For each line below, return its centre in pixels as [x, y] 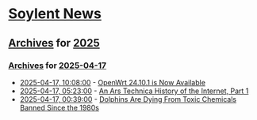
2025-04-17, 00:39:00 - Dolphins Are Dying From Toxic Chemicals [128, 99]
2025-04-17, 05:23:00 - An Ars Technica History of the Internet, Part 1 [134, 91]
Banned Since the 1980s [59, 107]
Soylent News [55, 14]
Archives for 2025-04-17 [58, 66]
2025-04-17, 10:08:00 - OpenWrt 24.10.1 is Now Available [113, 82]
